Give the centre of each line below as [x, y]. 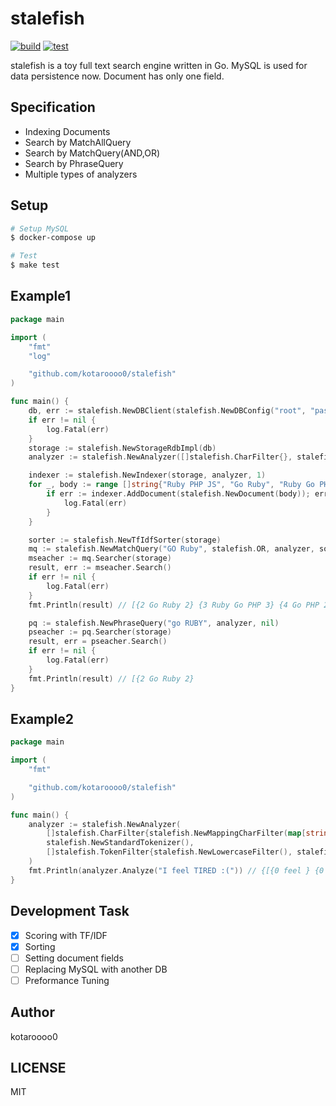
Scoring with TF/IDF [66, 935]
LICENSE [38, 1068]
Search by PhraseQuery [74, 163]
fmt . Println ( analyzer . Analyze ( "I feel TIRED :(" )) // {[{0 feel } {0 [176, 870]
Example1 [41, 296]
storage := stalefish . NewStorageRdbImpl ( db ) [122, 448]
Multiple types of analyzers [81, 174]
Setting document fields [74, 958]
